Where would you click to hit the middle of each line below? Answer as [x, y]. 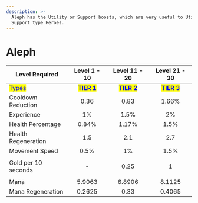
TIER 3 [171, 88]
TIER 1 [87, 88]
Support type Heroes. [38, 22]
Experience [25, 115]
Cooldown [23, 98]
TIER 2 [128, 88]
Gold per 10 [26, 163]
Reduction [23, 105]
